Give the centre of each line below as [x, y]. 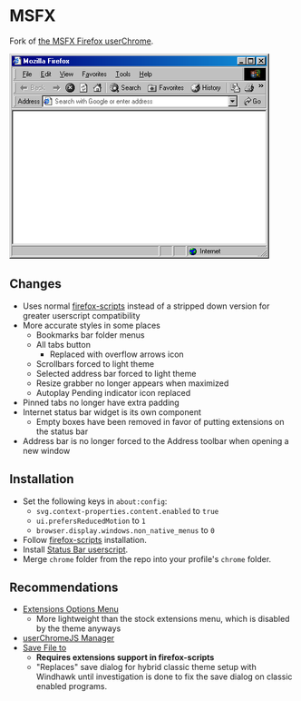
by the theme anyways [78, 628]
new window [46, 450]
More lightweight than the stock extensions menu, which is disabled [163, 619]
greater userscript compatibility [81, 315]
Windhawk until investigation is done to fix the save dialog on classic [164, 676]
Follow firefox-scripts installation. [85, 539]
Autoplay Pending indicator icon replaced [113, 392]
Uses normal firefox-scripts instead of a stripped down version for [146, 306]
